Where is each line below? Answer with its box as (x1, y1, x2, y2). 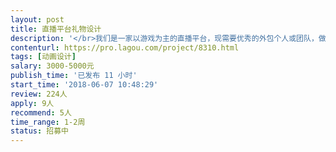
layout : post (10, 14, 65, 25)
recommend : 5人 (10, 107, 72, 118)
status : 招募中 (10, 126, 69, 136)
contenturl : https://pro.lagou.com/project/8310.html (10, 42, 240, 53)
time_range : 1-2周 (10, 117, 86, 127)
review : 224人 (10, 89, 68, 99)
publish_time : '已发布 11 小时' (10, 71, 138, 81)
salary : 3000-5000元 (10, 61, 95, 71)
